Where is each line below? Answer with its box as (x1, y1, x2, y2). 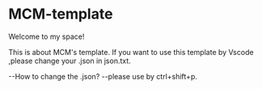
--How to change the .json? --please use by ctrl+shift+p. (8, 71, 198, 81)
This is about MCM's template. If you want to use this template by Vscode (8, 47, 254, 57)
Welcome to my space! (8, 32, 85, 41)
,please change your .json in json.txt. (8, 56, 131, 66)
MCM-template (8, 5, 113, 23)
